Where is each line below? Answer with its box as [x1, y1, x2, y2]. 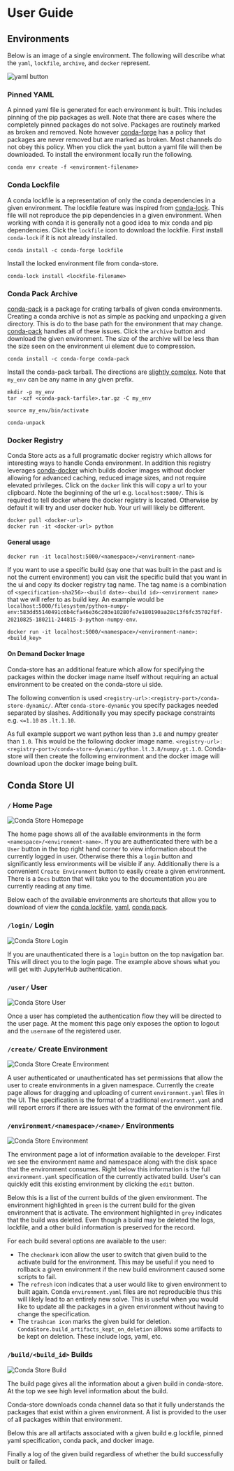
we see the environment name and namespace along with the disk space [7, 1157, 218, 1166]
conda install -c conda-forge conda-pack [7, 355, 130, 362]
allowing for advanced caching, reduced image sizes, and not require [7, 474, 207, 482]
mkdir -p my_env [7, 389, 54, 396]
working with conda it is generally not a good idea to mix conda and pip [7, 218, 213, 227]
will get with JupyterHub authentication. [7, 965, 122, 973]
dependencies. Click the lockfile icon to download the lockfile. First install [7, 225, 224, 234]
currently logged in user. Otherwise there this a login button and [7, 852, 193, 860]
